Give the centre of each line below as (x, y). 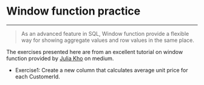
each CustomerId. (38, 76)
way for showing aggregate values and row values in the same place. (107, 40)
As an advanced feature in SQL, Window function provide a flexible (105, 33)
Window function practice (73, 11)
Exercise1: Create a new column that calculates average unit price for (101, 70)
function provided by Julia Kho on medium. (60, 58)
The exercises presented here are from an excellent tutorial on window (95, 52)
